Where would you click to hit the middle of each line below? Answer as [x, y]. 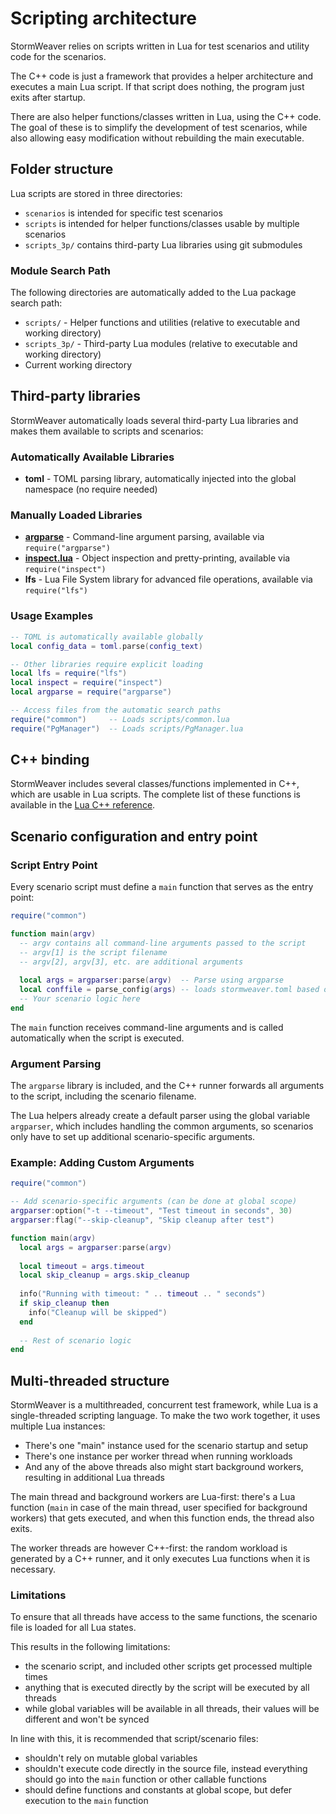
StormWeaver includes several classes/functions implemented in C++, [155, 784]
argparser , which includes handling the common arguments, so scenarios [162, 1126]
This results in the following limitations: [90, 1647]
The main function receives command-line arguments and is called [147, 1027]
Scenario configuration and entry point [134, 836]
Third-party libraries [75, 396]
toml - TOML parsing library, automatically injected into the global [160, 479]
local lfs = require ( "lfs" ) [69, 673]
